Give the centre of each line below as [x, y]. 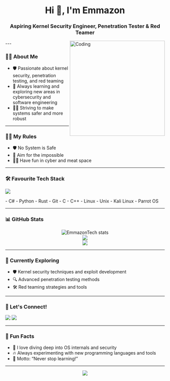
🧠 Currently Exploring [32, 260]
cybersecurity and [32, 97]
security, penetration [34, 75]
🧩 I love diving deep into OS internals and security [65, 348]
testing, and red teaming [38, 81]
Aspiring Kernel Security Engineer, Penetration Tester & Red [85, 26]
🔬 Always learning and [36, 86]
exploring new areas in [36, 91]
